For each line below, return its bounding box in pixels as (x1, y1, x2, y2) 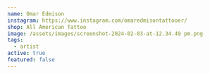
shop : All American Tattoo (7, 23, 87, 30)
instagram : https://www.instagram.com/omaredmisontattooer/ (7, 17, 188, 24)
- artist (13, 43, 39, 50)
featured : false (7, 56, 55, 63)
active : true (7, 50, 46, 57)
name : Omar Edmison (7, 10, 65, 18)
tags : (7, 37, 23, 44)
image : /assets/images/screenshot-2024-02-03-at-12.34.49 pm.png (7, 30, 203, 37)
